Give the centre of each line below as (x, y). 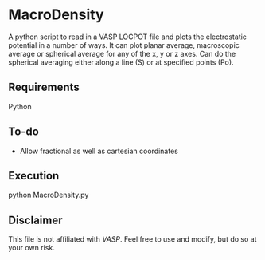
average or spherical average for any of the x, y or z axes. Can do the (122, 53)
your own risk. (32, 248)
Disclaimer (35, 220)
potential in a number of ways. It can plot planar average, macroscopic (124, 45)
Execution (34, 176)
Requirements (44, 87)
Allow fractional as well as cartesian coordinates (99, 151)
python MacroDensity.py (49, 195)
